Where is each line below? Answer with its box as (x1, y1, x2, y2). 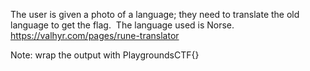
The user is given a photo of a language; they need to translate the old (10, 9, 300, 20)
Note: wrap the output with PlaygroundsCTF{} (10, 49, 200, 61)
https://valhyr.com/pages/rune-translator (10, 30, 180, 41)
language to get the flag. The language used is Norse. (10, 19, 235, 31)
